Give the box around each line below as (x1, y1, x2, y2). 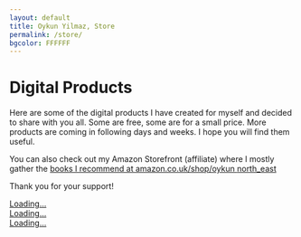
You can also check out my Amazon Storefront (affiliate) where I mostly (9, 154, 275, 165)
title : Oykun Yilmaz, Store (9, 22, 116, 31)
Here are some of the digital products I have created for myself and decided (9, 108, 292, 118)
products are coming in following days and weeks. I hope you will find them (9, 127, 290, 137)
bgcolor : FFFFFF (9, 38, 71, 48)
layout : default (9, 13, 71, 23)
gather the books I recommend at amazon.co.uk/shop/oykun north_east (9, 164, 277, 175)
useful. (9, 137, 35, 147)
